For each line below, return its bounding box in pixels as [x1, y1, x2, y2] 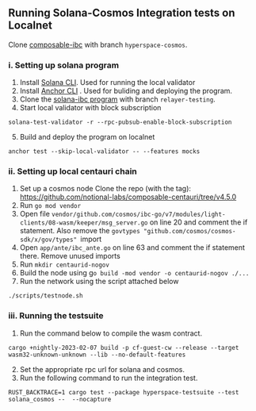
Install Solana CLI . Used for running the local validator [19, 78, 196, 87]
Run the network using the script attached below [19, 277, 179, 286]
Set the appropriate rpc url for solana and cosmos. [19, 364, 185, 374]
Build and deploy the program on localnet [19, 133, 155, 142]
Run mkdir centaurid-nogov [19, 259, 109, 269]
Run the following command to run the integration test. [19, 373, 198, 382]
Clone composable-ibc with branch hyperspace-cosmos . [8, 40, 188, 49]
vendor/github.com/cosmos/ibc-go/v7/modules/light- [51, 210, 226, 219]
